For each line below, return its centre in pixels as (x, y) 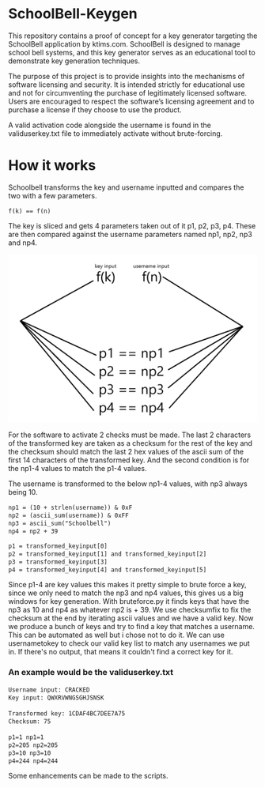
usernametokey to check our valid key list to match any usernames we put (129, 643)
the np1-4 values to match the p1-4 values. (78, 469)
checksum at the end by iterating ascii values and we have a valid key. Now (131, 618)
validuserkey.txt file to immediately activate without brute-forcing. (115, 133)
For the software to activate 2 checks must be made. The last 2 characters (130, 435)
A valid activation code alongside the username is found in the (110, 125)
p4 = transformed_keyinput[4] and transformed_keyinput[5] (108, 570)
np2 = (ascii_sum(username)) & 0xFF (68, 516)
